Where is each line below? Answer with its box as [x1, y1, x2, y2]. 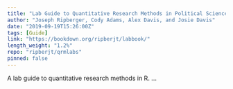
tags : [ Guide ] [7, 29, 49, 37]
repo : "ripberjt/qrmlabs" [7, 49, 82, 56]
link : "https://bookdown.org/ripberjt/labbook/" [7, 36, 150, 43]
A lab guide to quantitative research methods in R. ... [7, 74, 157, 82]
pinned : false [7, 55, 49, 62]
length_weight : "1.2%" [7, 42, 73, 49]
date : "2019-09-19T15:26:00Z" [7, 23, 95, 30]
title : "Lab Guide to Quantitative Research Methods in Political [7, 10, 203, 17]
